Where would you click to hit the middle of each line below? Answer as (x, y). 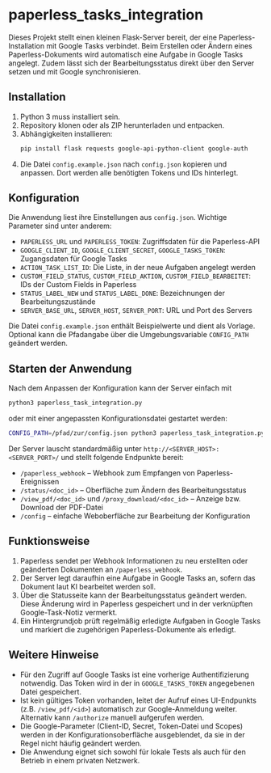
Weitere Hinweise (54, 655)
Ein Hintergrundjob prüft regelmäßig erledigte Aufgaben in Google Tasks (140, 621)
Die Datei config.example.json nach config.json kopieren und (123, 164)
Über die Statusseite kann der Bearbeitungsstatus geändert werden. (133, 595)
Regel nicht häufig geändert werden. (81, 743)
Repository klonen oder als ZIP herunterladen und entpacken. (122, 125)
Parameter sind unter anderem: (60, 226)
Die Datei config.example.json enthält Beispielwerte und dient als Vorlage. (132, 326)
